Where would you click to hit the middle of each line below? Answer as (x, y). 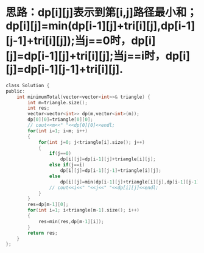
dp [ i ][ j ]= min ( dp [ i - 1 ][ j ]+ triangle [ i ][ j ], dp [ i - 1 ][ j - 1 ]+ (131, 182)
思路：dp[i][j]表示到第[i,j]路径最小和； (101, 12)
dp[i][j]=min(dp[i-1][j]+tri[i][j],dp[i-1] (100, 26)
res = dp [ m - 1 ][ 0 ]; (48, 205)
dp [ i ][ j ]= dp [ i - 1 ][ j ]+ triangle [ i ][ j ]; (108, 159)
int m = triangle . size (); (58, 102)
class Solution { (28, 85)
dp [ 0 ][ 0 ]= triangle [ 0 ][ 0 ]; (61, 119)
